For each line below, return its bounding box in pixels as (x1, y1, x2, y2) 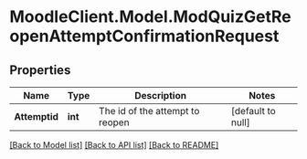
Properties (9, 62, 71, 78)
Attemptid (14, 111, 59, 122)
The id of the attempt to (99, 105, 200, 117)
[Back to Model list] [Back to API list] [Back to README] (9, 140, 219, 150)
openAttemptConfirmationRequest (9, 26, 280, 47)
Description (133, 90, 187, 101)
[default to (231, 105, 276, 117)
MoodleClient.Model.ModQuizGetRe (9, 6, 291, 27)
